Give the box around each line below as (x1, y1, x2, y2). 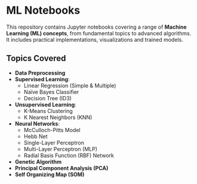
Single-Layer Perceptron (23, 139, 85, 146)
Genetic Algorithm (14, 158, 62, 165)
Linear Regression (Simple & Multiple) (23, 82, 116, 89)
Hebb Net (23, 133, 48, 140)
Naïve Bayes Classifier (23, 88, 79, 96)
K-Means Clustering (23, 107, 73, 114)
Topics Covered (6, 53, 66, 63)
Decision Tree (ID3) (23, 94, 72, 102)
